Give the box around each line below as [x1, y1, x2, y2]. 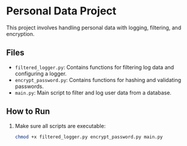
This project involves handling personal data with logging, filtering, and [6, 24, 182, 31]
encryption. [6, 30, 35, 37]
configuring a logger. [14, 70, 67, 77]
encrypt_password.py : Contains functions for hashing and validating [14, 76, 182, 83]
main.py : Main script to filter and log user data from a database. [14, 89, 172, 96]
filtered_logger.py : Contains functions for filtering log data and [14, 63, 174, 71]
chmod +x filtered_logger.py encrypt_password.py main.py [14, 133, 163, 140]
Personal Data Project [6, 4, 117, 18]
